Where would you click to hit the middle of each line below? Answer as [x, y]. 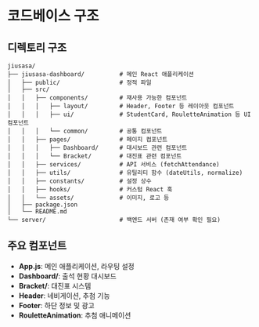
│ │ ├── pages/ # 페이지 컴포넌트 [88, 140]
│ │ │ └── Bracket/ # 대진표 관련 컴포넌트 [95, 156]
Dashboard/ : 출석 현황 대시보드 [67, 276]
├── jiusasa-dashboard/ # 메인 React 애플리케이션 [101, 74]
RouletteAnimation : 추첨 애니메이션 [75, 315]
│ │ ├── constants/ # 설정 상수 [79, 181]
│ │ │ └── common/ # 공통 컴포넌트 [85, 131]
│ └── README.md [37, 212]
